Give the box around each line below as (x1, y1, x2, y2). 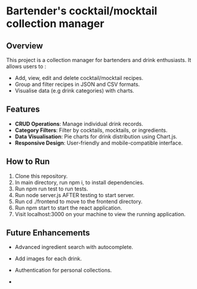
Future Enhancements (6, 228, 91, 238)
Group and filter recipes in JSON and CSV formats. (14, 81, 140, 88)
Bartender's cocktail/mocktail (6, 4, 158, 18)
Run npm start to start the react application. (14, 204, 122, 211)
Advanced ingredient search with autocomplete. (14, 244, 133, 251)
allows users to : (6, 63, 47, 70)
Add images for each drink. (14, 255, 82, 262)
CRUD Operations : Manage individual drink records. (14, 120, 143, 127)
